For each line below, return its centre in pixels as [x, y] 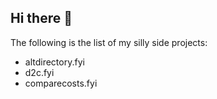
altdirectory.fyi [54, 62]
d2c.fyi [39, 72]
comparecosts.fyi [61, 83]
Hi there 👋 [41, 18]
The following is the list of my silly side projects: [109, 42]
